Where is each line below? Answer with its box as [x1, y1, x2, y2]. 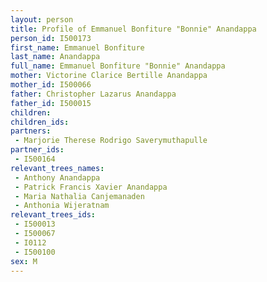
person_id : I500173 [10, 33, 92, 43]
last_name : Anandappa [10, 52, 101, 62]
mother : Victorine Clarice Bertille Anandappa [10, 71, 208, 81]
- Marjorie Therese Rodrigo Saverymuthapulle [14, 136, 208, 146]
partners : [10, 126, 52, 136]
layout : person [10, 14, 74, 25]
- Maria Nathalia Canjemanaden [14, 191, 145, 201]
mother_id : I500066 [10, 80, 92, 90]
